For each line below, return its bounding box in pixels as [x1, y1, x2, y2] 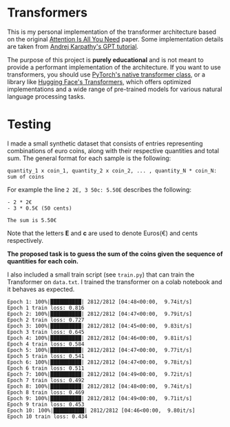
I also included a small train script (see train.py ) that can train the [7, 270, 195, 279]
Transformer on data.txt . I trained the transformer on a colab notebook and [7, 277, 222, 286]
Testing [7, 117, 52, 132]
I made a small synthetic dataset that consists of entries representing [7, 139, 203, 148]
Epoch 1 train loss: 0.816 [7, 304, 85, 311]
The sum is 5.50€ [7, 217, 57, 224]
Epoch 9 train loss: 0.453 [7, 401, 85, 408]
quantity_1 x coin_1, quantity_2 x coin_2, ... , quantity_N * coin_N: [7, 167, 217, 174]
